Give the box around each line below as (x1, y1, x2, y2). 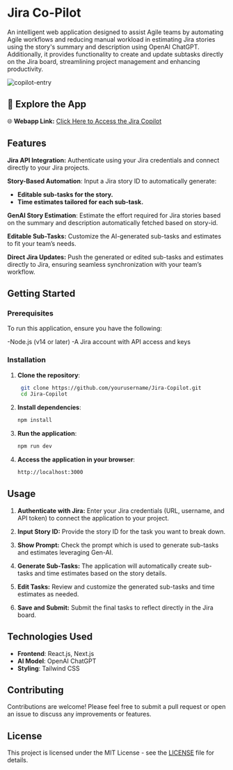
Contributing (7, 684, 64, 696)
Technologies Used (7, 631, 93, 643)
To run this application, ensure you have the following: (7, 325, 162, 333)
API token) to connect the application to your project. (17, 514, 169, 522)
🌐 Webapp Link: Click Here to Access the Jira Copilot (7, 117, 162, 125)
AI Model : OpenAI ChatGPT (17, 657, 97, 665)
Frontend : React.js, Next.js (17, 649, 95, 657)
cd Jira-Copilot (20, 391, 68, 398)
